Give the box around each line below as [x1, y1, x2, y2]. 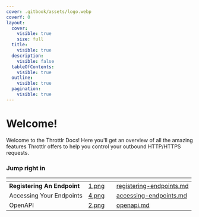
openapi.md [116, 201, 150, 209]
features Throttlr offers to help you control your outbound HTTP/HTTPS [6, 143, 181, 150]
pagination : [11, 86, 42, 92]
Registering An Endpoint [9, 181, 80, 190]
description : [11, 53, 44, 59]
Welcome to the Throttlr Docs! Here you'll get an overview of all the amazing [6, 136, 193, 143]
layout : [6, 20, 26, 25]
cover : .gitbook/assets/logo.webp [6, 8, 92, 15]
